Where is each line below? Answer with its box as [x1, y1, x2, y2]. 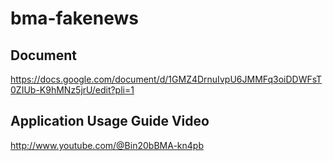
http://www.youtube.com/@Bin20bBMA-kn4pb [10, 139, 204, 151]
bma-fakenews [10, 7, 139, 30]
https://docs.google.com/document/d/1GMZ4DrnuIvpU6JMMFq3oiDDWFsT [10, 73, 323, 85]
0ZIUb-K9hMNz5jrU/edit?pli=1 [10, 84, 135, 96]
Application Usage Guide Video [10, 113, 210, 130]
